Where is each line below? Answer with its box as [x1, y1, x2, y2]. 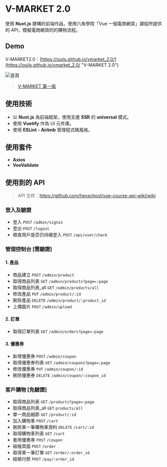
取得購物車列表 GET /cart [12, 430, 65, 436]
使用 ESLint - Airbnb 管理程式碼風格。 [12, 127, 93, 133]
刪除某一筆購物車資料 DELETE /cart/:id [12, 424, 94, 430]
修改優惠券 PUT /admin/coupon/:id [12, 366, 83, 372]
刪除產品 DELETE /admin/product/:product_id [12, 297, 106, 303]
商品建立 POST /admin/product [12, 272, 75, 278]
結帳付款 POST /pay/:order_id [12, 456, 75, 462]
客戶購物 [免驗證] [5, 386, 47, 393]
